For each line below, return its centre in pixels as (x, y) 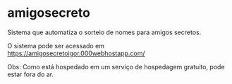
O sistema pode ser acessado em (56, 45)
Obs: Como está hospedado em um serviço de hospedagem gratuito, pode (116, 66)
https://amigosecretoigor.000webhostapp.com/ (76, 53)
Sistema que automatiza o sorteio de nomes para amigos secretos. (104, 32)
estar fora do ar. (31, 74)
